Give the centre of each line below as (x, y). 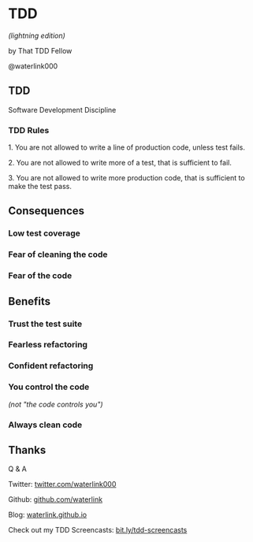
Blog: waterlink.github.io (48, 515)
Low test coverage (45, 233)
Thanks (27, 450)
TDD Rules (29, 130)
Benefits (30, 301)
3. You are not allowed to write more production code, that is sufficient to (127, 178)
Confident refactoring (51, 366)
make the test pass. (40, 187)
